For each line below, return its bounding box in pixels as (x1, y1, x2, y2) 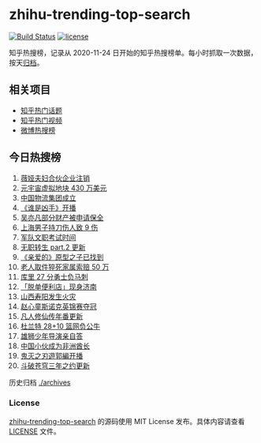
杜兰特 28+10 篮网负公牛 (20, 321, 101, 331)
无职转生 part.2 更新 (20, 242, 86, 252)
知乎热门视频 (20, 115, 62, 125)
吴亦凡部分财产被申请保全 (20, 212, 104, 222)
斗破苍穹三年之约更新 (20, 361, 90, 370)
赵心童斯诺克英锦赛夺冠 (20, 302, 97, 311)
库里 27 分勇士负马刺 (20, 272, 89, 281)
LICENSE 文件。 (9, 426, 62, 436)
